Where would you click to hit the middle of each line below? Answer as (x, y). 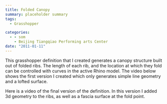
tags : (11, 19)
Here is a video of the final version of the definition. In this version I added (81, 91)
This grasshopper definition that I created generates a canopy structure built (84, 60)
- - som (18, 37)
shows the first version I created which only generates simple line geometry (83, 76)
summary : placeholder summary (37, 14)
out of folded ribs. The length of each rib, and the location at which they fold (83, 65)
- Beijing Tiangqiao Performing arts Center (61, 42)
